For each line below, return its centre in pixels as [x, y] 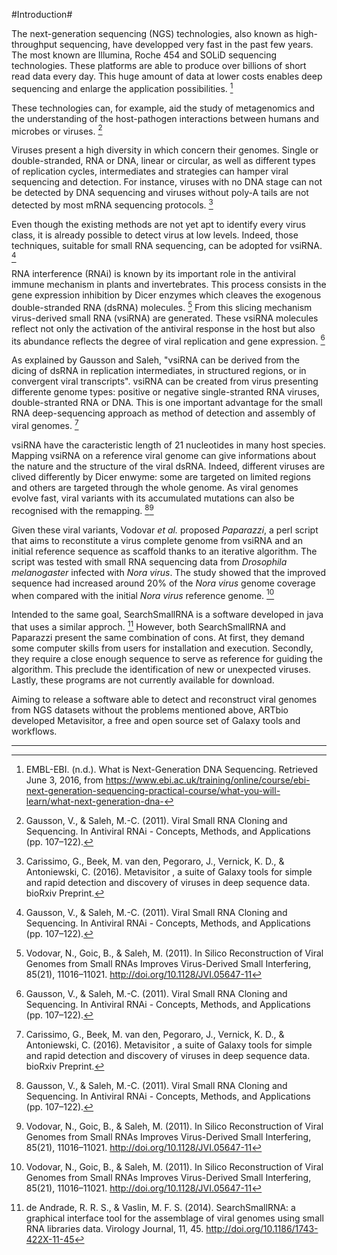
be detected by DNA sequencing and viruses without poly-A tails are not [160, 193]
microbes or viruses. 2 [57, 130]
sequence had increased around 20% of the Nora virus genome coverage [163, 583]
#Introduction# [42, 14]
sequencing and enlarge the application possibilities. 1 [122, 87]
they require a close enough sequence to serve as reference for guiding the [167, 658]
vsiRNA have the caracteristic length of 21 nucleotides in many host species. [168, 445]
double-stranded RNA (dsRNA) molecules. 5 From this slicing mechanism [162, 306]
